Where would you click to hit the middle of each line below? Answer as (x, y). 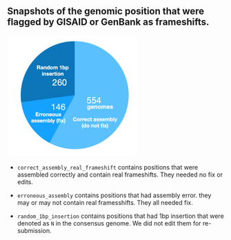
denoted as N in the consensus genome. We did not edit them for (109, 223)
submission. (34, 230)
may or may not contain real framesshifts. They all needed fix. (105, 202)
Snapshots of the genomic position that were (106, 11)
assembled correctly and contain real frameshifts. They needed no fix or (120, 174)
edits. (25, 181)
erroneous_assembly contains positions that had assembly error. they (114, 195)
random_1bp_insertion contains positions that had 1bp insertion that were (120, 216)
